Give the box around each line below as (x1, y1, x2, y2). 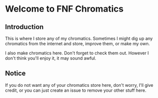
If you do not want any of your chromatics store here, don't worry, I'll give (5, 82, 154, 88)
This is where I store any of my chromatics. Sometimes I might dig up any (5, 35, 153, 41)
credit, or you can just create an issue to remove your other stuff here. (5, 87, 147, 93)
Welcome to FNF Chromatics (5, 3, 124, 15)
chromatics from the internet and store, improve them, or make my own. (5, 41, 150, 47)
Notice (5, 69, 26, 78)
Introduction (5, 23, 44, 31)
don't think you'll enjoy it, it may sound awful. (5, 55, 96, 61)
